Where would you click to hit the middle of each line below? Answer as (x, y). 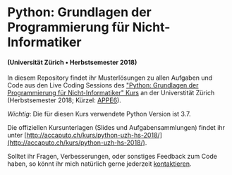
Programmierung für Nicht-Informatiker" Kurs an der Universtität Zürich (111, 93)
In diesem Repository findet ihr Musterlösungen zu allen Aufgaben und (110, 78)
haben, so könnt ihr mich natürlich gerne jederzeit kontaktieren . (99, 164)
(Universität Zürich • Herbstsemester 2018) (72, 62)
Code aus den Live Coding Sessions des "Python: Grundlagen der (103, 85)
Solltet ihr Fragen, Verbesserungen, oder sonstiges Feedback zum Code (112, 157)
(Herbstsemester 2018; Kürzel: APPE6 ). (64, 100)
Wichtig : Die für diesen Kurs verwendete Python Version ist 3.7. (99, 114)
